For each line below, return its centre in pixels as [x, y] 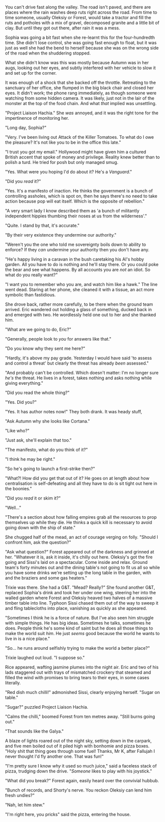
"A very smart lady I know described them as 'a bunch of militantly [72, 211]
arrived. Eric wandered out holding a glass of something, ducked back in [79, 309]
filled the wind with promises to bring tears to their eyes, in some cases [77, 677]
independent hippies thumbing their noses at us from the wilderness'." [76, 216]
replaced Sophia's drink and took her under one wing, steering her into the [81, 593]
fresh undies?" [20, 795]
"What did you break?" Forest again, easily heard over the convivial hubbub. [82, 781]
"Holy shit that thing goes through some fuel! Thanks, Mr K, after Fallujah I [80, 751]
